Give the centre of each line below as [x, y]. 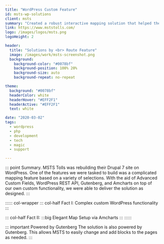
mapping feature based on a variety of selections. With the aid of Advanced [81, 178]
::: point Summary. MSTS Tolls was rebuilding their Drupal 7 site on [72, 168]
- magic [17, 145]
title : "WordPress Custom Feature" [41, 10]
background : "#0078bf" [32, 91]
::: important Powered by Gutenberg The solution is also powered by [74, 227]
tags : [10, 122]
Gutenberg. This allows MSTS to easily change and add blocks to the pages [81, 232]
